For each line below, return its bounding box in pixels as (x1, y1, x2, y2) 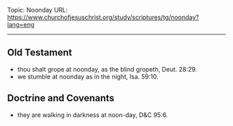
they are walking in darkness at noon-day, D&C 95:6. (17, 110, 169, 119)
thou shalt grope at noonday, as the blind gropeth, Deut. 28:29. (17, 65, 198, 73)
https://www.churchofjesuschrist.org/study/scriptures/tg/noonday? (7, 13, 200, 21)
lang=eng (7, 21, 35, 28)
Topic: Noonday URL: (7, 6, 68, 14)
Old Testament (7, 47, 73, 59)
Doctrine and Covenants (7, 92, 114, 104)
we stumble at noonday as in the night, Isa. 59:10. (17, 72, 159, 81)
